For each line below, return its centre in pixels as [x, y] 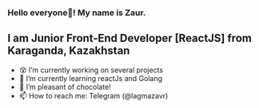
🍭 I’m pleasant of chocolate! [65, 87]
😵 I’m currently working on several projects [91, 70]
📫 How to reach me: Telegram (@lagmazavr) [94, 95]
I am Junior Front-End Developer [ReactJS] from [130, 39]
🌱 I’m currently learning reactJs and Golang [91, 78]
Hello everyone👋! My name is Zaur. [77, 13]
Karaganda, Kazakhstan [69, 51]
